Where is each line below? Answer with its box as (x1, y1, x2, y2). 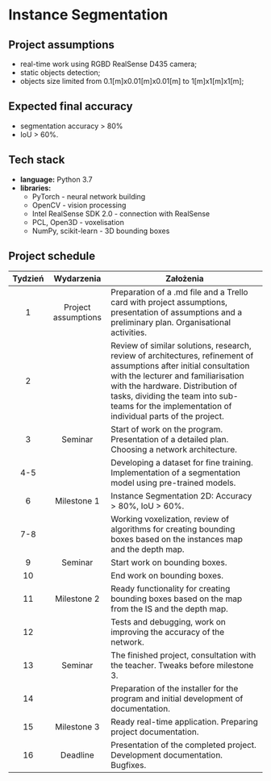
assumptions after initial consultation (110, 361, 250, 372)
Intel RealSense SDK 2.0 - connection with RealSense (31, 208, 211, 219)
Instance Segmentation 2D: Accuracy (110, 491, 252, 502)
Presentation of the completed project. (110, 740, 256, 751)
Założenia (165, 273, 204, 284)
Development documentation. (110, 750, 223, 761)
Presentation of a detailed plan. (110, 434, 229, 445)
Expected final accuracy (8, 99, 133, 114)
